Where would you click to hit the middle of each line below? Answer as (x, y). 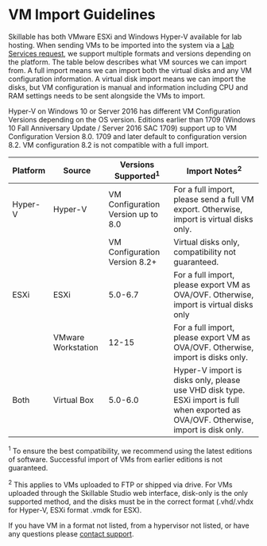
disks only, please (207, 381)
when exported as (207, 410)
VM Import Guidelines (82, 15)
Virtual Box (73, 401)
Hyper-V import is (208, 370)
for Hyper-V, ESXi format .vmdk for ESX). (75, 509)
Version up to (133, 215)
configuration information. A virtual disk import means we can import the (127, 79)
